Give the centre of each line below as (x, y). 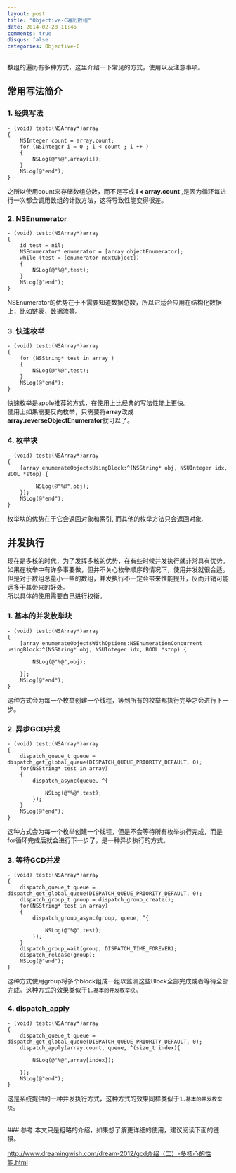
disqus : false (28, 40)
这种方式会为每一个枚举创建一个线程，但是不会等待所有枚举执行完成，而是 (115, 831)
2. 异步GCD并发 (34, 729)
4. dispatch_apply (39, 1009)
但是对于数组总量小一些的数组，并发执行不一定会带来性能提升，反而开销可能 (118, 578)
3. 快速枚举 (26, 331)
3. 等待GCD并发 (34, 860)
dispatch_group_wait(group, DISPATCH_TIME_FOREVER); (99, 949)
